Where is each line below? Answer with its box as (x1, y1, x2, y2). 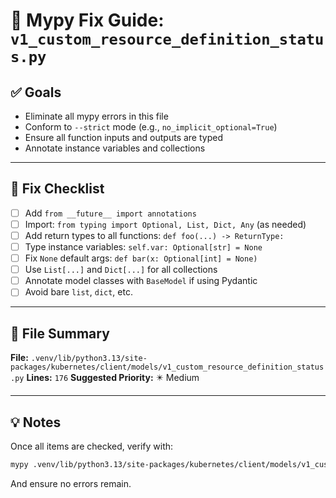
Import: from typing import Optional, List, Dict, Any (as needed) (24, 218, 307, 230)
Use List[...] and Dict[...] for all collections (24, 264, 218, 276)
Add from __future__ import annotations (24, 207, 197, 219)
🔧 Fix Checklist (10, 180, 105, 198)
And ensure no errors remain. (10, 477, 132, 489)
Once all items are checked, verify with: (10, 440, 174, 452)
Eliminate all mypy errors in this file (24, 110, 169, 122)
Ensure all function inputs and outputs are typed (24, 132, 223, 143)
